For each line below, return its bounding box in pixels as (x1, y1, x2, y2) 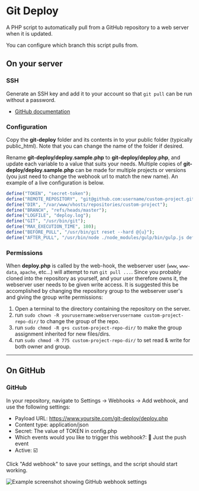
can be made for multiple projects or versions (75, 166, 187, 173)
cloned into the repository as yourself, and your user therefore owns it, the (6, 275, 188, 282)
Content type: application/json (14, 421, 89, 428)
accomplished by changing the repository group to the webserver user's (6, 288, 183, 295)
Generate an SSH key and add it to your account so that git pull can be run (6, 90, 192, 97)
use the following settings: (6, 403, 70, 410)
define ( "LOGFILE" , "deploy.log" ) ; (6, 212, 92, 219)
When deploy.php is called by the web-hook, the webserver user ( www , (6, 262, 179, 269)
